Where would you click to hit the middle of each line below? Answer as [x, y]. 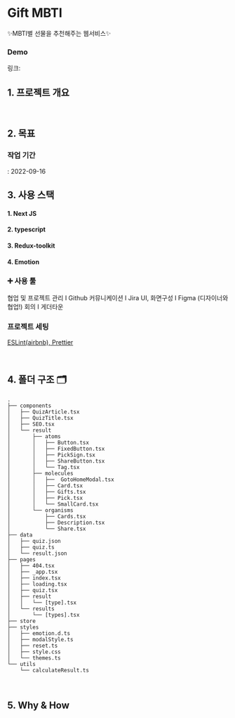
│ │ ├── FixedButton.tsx [56, 449]
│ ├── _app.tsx [33, 572]
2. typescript [26, 229]
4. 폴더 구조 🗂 [37, 380]
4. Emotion [23, 262]
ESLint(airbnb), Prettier [40, 342]
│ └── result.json [38, 553]
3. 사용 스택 [31, 195]
